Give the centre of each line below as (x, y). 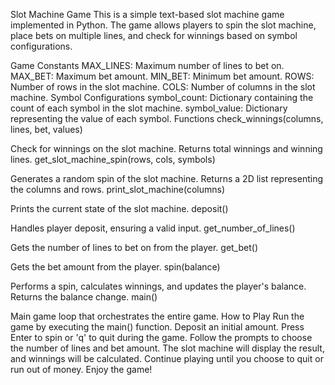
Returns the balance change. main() (84, 297)
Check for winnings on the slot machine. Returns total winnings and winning (166, 148)
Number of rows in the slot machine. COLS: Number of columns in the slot (163, 87)
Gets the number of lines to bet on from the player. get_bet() (134, 247)
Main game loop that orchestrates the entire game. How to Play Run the (157, 316)
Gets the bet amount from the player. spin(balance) (115, 267)
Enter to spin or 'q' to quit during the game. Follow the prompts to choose (161, 337)
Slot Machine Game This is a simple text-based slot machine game (147, 14)
